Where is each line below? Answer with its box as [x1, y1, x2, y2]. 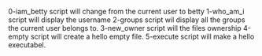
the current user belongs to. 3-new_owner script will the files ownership [8, 24, 242, 32]
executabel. [8, 40, 46, 50]
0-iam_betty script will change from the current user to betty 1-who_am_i [8, 7, 245, 16]
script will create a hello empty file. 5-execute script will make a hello [30, 32, 255, 41]
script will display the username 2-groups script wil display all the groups [8, 15, 245, 24]
